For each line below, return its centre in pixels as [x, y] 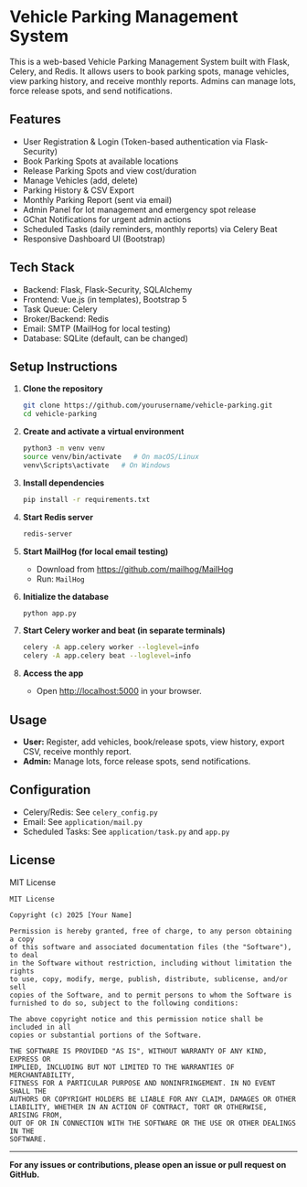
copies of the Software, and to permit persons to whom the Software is [151, 995]
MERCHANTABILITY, [42, 1075]
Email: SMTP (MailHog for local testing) [96, 328]
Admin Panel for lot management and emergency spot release [139, 209]
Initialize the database [66, 596]
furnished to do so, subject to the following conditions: [124, 1003]
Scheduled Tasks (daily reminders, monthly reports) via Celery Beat [150, 229]
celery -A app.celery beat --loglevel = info [107, 656]
